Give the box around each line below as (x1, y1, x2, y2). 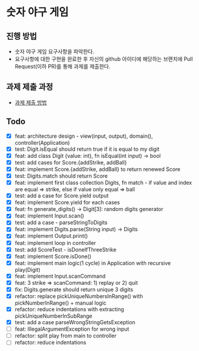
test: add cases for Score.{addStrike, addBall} (14, 159, 127, 166)
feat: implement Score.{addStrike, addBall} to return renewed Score (14, 165, 181, 173)
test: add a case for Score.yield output (14, 192, 109, 200)
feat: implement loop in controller (14, 239, 96, 246)
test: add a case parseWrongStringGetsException (14, 319, 135, 326)
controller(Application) (14, 139, 70, 146)
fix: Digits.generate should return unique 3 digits (14, 285, 134, 293)
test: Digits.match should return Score (14, 172, 108, 179)
